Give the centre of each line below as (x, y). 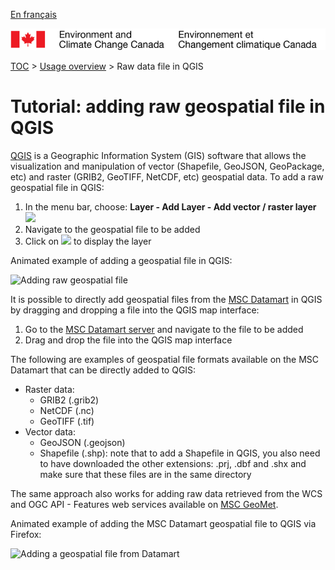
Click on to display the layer (88, 241)
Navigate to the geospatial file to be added (112, 230)
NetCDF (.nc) (67, 411)
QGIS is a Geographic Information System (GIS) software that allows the (158, 156)
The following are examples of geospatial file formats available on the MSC (165, 360)
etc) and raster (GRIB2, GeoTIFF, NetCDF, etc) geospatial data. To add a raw (167, 177)
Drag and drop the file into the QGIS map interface (128, 340)
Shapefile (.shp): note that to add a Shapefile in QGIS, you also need (180, 453)
